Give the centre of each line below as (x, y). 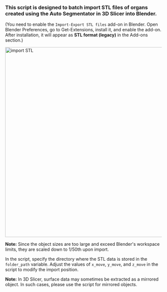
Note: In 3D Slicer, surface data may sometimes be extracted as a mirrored (82, 279)
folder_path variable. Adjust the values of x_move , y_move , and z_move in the (82, 264)
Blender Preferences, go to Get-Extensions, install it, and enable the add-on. (83, 30)
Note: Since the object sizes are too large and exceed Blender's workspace (83, 244)
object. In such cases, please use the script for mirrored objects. (71, 285)
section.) (14, 40)
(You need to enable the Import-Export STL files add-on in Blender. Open (82, 24)
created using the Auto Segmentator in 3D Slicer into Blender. (81, 13)
